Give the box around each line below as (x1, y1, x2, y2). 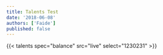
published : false (6, 25, 51, 32)
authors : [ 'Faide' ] (6, 20, 56, 26)
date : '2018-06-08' (6, 15, 56, 21)
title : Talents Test (6, 8, 59, 15)
